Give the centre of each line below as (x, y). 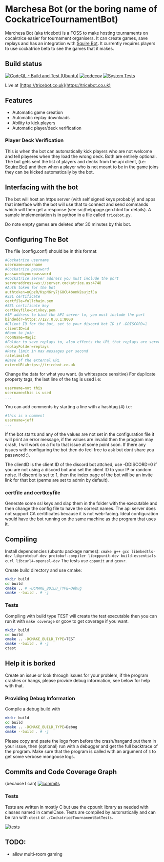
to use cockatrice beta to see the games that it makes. (60, 48)
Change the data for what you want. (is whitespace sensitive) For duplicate (80, 374)
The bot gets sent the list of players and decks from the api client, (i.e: (76, 161)
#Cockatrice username (27, 260)
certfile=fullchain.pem (29, 301)
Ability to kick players (34, 123)
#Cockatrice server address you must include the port (62, 278)
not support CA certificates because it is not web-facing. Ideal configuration (82, 514)
